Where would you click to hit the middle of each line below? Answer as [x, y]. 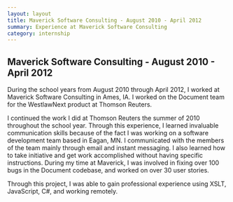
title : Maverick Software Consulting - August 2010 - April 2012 [104, 20]
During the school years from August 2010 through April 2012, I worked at [113, 90]
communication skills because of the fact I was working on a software [108, 133]
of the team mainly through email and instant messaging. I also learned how [116, 148]
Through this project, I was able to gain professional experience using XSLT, [117, 184]
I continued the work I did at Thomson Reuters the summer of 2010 [104, 118]
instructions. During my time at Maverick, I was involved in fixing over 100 [113, 163]
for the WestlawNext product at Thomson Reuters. [80, 105]
